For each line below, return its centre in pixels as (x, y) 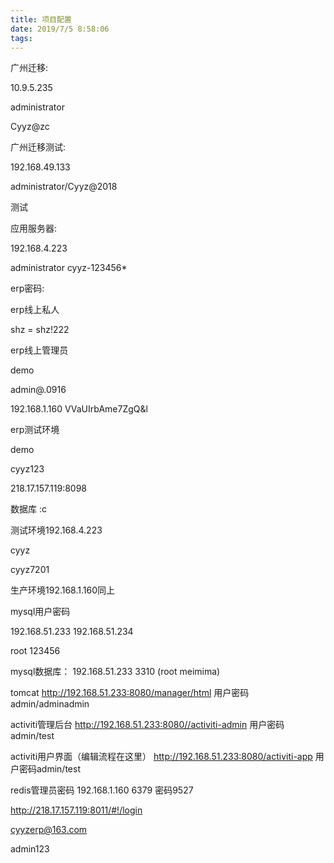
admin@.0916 (38, 390)
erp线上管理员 (39, 350)
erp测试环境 (35, 430)
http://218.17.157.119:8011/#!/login (76, 810)
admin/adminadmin (50, 704)
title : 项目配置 (41, 19)
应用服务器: (34, 228)
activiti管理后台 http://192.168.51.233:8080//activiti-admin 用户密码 (147, 725)
